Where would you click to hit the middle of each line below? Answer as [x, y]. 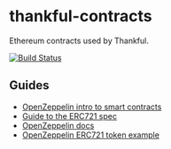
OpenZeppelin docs [58, 125]
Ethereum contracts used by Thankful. [79, 41]
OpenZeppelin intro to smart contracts [92, 107]
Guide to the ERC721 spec [70, 115]
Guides [30, 86]
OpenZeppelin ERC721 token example [90, 135]
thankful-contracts [81, 16]
